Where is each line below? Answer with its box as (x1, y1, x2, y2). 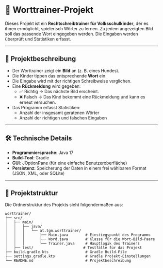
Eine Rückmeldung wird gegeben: (12, 83, 81, 89)
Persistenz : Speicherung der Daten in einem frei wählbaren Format (12, 165, 147, 171)
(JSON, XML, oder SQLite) (12, 170, 65, 176)
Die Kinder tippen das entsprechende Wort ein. (12, 73, 107, 78)
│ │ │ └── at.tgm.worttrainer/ (5, 229, 81, 233)
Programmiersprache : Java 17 (12, 150, 74, 155)
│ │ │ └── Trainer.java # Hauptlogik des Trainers (5, 241, 140, 246)
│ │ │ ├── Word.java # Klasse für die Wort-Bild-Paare (5, 237, 155, 242)
